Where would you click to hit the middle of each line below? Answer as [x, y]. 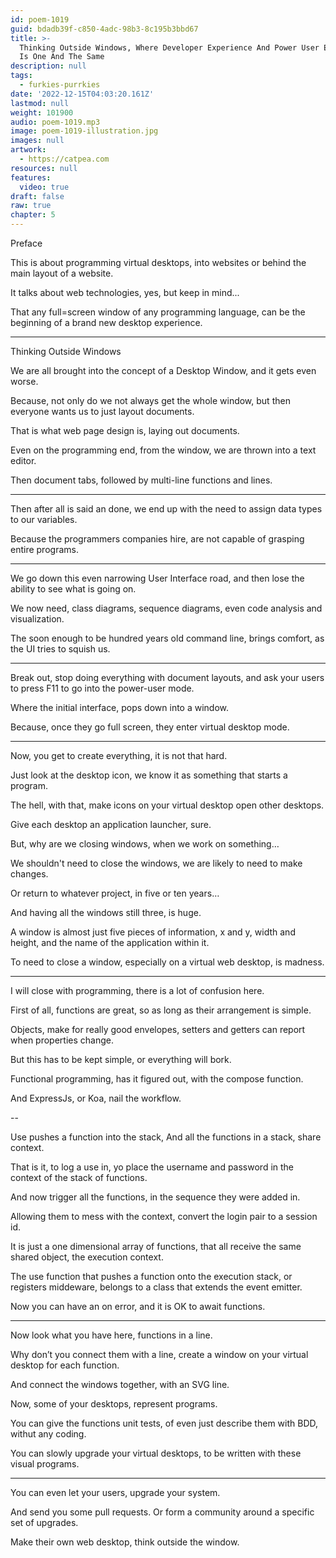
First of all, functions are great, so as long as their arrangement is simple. [161, 1010]
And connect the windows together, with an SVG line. [120, 1384]
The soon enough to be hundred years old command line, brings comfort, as [167, 638]
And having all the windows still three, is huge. [106, 912]
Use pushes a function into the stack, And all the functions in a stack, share [166, 1137]
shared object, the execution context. [87, 1257]
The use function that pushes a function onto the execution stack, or [151, 1276]
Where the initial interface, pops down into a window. [120, 707]
